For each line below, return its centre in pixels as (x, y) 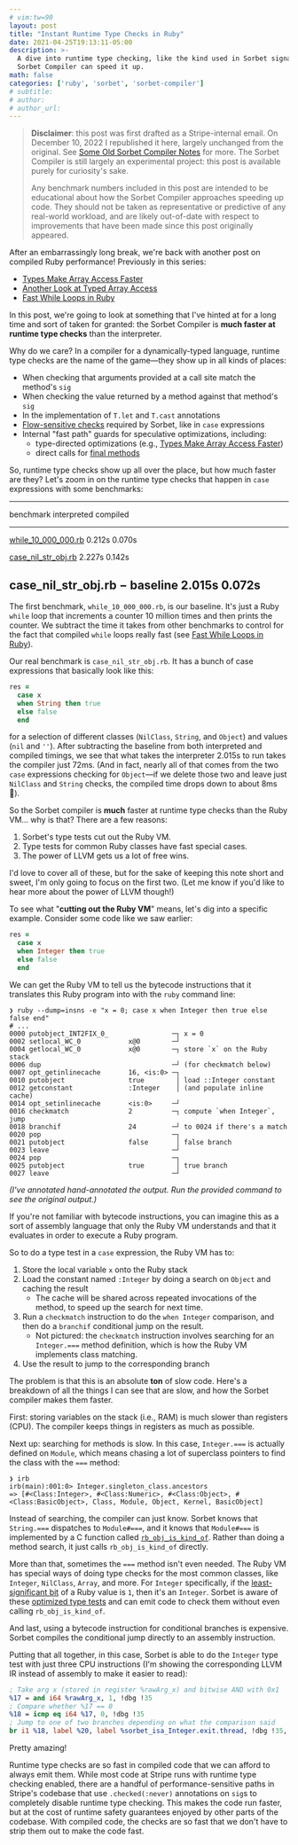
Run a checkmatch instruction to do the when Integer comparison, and (148, 1317)
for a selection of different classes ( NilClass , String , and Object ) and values (149, 737)
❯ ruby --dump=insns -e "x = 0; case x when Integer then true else (138, 1010)
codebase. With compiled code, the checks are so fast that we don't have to (149, 1822)
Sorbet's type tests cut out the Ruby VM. (96, 837)
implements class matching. (86, 1354)
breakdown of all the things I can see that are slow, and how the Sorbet (139, 1390)
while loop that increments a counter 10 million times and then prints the (141, 616)
